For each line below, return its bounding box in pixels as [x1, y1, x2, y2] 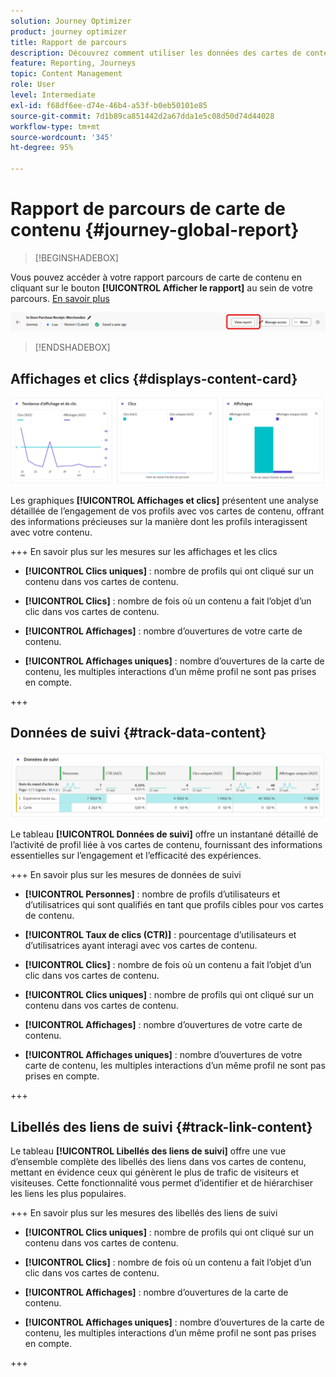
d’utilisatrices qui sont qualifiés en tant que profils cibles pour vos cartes [24, 899, 324, 911]
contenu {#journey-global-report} [10, 219, 300, 242]
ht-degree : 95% [10, 143, 74, 153]
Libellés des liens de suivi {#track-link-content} [10, 1118, 313, 1135]
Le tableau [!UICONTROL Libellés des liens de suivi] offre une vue [10, 1145, 287, 1157]
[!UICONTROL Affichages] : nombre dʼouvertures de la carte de [24, 1286, 289, 1298]
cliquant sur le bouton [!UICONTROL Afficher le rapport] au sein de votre [10, 281, 313, 294]
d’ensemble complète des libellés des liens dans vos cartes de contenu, [10, 1156, 307, 1167]
